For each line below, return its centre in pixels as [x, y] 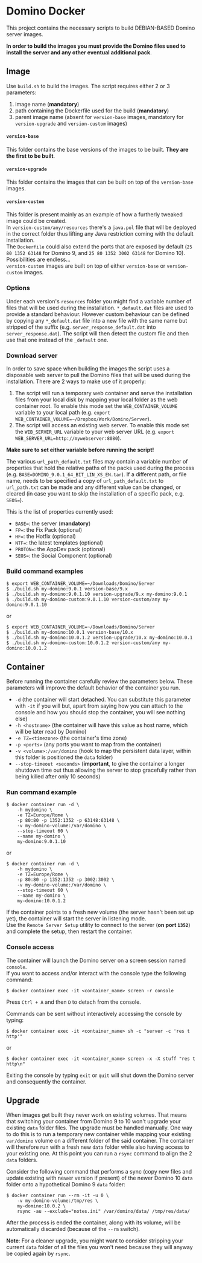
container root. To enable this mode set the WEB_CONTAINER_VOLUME [96, 405]
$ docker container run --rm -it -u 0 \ [58, 1196]
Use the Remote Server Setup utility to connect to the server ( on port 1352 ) [98, 925]
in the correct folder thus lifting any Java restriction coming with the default [100, 234]
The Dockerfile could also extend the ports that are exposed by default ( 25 [99, 247]
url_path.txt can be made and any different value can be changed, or [94, 487]
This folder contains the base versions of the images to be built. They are [97, 149]
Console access [30, 947]
